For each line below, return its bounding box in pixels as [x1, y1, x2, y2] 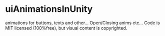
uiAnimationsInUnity [5, 3, 93, 15]
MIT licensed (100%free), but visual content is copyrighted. [5, 25, 127, 31]
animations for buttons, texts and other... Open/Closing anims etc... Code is [5, 20, 160, 26]
